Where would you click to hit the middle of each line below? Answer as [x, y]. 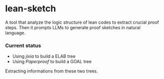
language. [15, 33]
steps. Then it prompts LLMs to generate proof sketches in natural [73, 27]
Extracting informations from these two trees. [52, 71]
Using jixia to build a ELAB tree [44, 56]
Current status [23, 45]
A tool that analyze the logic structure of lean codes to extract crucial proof [82, 22]
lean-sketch [31, 9]
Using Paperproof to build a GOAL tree [52, 62]
